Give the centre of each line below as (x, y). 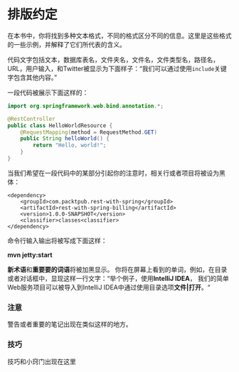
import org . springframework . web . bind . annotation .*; (85, 106)
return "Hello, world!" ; (70, 145)
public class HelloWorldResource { (60, 125)
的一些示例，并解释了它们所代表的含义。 (67, 44)
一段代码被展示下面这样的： (48, 92)
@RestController (31, 119)
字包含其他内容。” (32, 77)
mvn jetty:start (30, 255)
